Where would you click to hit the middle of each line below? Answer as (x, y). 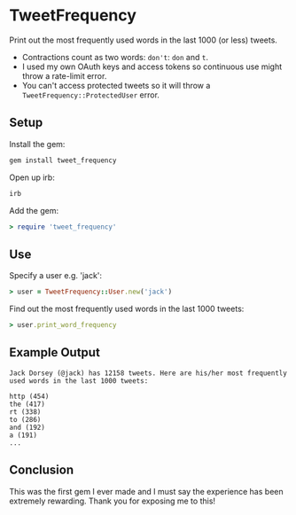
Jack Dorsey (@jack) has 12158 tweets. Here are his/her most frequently (148, 373)
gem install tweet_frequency (63, 160)
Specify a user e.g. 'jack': (56, 276)
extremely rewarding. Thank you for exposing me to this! (112, 501)
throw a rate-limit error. (64, 75)
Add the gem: (34, 210)
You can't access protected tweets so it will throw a (116, 85)
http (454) (29, 396)
